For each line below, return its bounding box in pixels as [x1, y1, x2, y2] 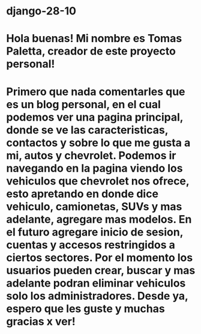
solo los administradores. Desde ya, [6, 289, 188, 303]
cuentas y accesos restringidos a [6, 238, 176, 252]
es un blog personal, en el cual [6, 97, 161, 111]
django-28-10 [6, 4, 77, 18]
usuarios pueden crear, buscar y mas [6, 263, 196, 277]
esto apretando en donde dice [6, 187, 159, 201]
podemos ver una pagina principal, [6, 110, 184, 124]
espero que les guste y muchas [6, 302, 165, 315]
